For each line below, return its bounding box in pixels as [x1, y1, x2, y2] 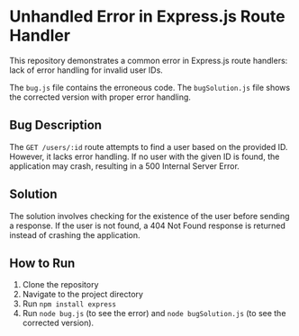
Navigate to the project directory [22, 289, 144, 300]
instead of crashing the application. [9, 229, 141, 240]
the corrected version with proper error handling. [9, 92, 192, 102]
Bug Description [9, 118, 102, 133]
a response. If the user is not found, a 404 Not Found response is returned [9, 220, 286, 231]
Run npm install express [22, 298, 117, 309]
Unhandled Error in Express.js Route [9, 6, 285, 27]
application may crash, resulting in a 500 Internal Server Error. [9, 160, 240, 172]
